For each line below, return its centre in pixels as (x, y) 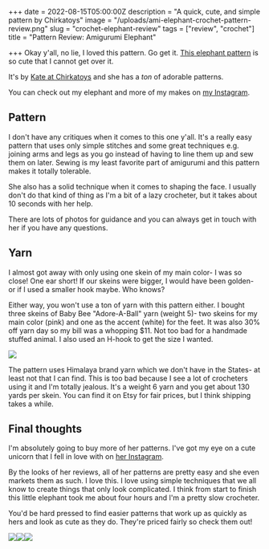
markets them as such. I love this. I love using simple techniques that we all (132, 481)
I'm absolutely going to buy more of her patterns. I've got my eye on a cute (132, 448)
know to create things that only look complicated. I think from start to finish (132, 490)
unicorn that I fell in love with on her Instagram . (86, 457)
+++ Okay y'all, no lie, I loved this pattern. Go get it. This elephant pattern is (133, 53)
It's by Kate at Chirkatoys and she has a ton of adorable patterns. (116, 77)
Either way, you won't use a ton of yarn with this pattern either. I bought (126, 305)
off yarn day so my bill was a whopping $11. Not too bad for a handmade (128, 330)
